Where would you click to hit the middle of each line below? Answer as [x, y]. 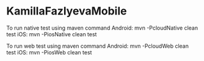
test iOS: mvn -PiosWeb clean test [49, 52]
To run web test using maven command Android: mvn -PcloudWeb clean [98, 46]
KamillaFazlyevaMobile [67, 11]
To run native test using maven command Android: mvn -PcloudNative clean [102, 28]
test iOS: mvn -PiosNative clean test [52, 34]
